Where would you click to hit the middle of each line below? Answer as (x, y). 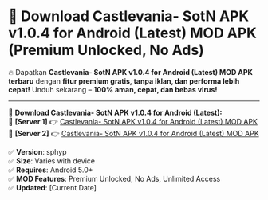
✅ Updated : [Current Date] (53, 187)
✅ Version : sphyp (37, 151)
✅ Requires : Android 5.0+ (51, 170)
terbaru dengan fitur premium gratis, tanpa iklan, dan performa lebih (124, 81)
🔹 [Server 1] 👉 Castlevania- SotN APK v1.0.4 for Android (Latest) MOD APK (133, 121)
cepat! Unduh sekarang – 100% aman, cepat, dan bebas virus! (113, 89)
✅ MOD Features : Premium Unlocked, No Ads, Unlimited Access (114, 178)
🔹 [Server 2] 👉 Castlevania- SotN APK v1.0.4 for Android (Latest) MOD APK (134, 133)
